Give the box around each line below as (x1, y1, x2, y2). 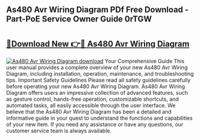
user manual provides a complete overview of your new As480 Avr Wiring (6, 64, 188, 71)
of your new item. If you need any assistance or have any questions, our (6, 121, 184, 127)
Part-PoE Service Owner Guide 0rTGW (6, 14, 152, 24)
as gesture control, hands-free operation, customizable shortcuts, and (6, 95, 179, 102)
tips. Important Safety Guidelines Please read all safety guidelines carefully (6, 77, 191, 83)
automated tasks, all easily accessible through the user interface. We (6, 102, 176, 109)
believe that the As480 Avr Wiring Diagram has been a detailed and (6, 108, 172, 115)
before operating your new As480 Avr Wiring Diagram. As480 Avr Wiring (6, 83, 185, 90)
